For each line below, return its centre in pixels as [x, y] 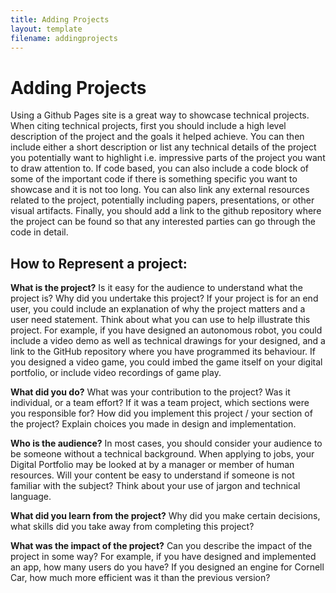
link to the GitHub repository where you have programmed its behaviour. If [163, 352]
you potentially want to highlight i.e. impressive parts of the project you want [168, 158]
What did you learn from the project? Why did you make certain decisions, [165, 516]
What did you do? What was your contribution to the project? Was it [150, 392]
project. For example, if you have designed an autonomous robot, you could [166, 330]
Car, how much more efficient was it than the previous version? [140, 578]
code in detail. [39, 232]
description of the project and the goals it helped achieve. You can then [157, 137]
